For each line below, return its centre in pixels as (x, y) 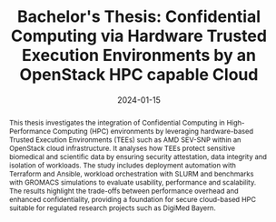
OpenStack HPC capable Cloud (139, 75)
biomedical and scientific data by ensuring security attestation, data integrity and (138, 156)
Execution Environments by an (139, 55)
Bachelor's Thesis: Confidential (139, 17)
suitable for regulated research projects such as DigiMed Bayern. (112, 208)
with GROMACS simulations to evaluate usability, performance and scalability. (133, 182)
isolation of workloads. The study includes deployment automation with (122, 165)
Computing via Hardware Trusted (139, 36)
